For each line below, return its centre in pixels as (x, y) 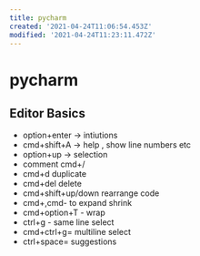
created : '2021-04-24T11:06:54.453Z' (81, 26)
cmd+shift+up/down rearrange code (91, 193)
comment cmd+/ (54, 164)
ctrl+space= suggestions (70, 241)
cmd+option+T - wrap (64, 213)
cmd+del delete (52, 184)
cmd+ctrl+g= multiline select (77, 232)
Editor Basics (48, 113)
